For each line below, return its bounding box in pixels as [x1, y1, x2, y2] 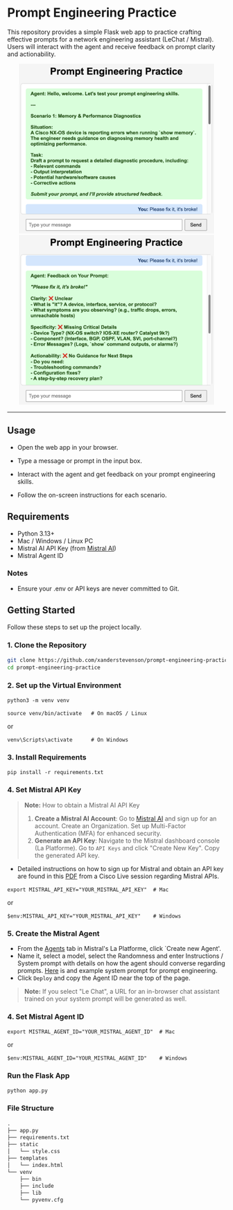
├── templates [7, 1155, 49, 1161]
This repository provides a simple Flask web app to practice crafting [7, 28, 202, 36]
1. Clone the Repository [7, 640, 87, 649]
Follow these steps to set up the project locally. [7, 622, 142, 631]
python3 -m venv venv [7, 696, 70, 704]
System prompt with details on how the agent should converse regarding [17, 958, 225, 967]
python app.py [7, 1087, 49, 1094]
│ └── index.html [7, 1161, 64, 1168]
